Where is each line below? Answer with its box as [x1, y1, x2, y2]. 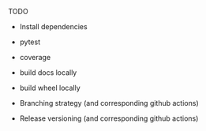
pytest [19, 37, 41, 47]
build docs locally [19, 68, 77, 77]
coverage [19, 53, 51, 62]
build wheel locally [19, 83, 81, 92]
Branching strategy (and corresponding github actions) [19, 99, 199, 107]
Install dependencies [19, 22, 88, 31]
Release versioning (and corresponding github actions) [19, 114, 199, 123]
